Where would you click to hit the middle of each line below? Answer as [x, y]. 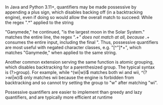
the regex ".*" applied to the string [39, 22]
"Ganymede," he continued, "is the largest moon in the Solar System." [75, 32]
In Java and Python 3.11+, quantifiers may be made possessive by [71, 7]
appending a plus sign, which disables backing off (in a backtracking [74, 12]
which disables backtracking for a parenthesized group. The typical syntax [80, 67]
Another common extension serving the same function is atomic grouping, [80, 62]
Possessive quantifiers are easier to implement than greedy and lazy [74, 92]
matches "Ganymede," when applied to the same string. [61, 52]
